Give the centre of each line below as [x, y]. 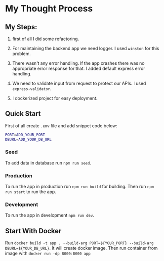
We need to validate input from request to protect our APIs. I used [79, 83]
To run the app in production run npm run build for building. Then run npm [80, 187]
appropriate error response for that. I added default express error [79, 68]
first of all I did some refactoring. [45, 39]
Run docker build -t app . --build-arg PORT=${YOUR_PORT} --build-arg [80, 243]
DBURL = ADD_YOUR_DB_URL [28, 139]
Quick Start [23, 114]
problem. [21, 53]
